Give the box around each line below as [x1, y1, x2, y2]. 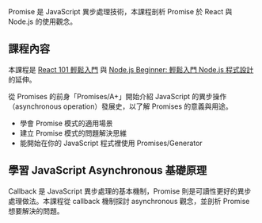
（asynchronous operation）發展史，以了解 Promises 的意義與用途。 [8, 102, 234, 111]
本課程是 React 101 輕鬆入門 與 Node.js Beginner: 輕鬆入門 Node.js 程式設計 [8, 64, 254, 74]
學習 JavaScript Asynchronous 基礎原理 [8, 163, 207, 177]
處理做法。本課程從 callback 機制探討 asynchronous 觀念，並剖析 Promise [8, 196, 250, 206]
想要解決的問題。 [8, 206, 64, 216]
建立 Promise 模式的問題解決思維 [19, 128, 127, 137]
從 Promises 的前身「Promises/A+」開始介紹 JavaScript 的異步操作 [8, 91, 227, 101]
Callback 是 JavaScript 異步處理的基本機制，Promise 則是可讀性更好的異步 [8, 186, 252, 196]
